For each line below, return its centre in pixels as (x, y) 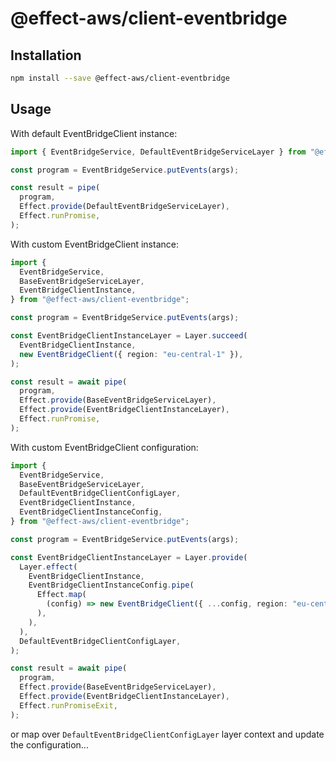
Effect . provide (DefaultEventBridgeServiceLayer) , (124, 207)
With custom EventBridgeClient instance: (94, 244)
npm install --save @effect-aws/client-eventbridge (120, 78)
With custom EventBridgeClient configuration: (104, 447)
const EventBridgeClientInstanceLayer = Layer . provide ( (129, 557)
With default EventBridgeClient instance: (94, 133)
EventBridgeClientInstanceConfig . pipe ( (111, 585)
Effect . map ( (61, 595)
